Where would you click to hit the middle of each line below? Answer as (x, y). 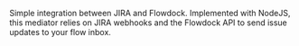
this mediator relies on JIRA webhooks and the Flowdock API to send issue (148, 23)
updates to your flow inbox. (60, 32)
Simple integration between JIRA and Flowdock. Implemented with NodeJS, (150, 13)
